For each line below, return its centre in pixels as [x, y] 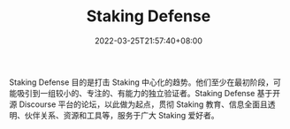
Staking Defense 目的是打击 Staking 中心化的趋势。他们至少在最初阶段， [141, 82]
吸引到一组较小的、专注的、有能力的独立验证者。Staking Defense [136, 93]
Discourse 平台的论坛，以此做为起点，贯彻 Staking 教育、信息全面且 [143, 104]
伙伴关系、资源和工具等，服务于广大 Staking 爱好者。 [122, 115]
